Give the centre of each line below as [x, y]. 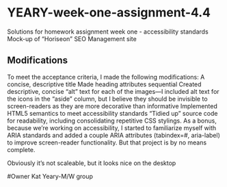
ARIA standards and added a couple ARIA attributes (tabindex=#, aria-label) [114, 135]
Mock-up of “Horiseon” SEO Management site [72, 38]
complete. [21, 149]
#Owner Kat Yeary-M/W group [50, 176]
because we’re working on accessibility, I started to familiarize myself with [112, 127]
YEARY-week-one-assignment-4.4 [109, 13]
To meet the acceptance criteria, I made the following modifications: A [106, 77]
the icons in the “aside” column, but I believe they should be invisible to [107, 99]
